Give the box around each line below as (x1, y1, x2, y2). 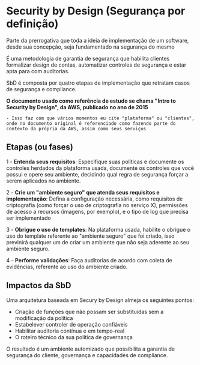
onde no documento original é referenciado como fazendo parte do (6, 120, 176, 127)
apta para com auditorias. (6, 67, 70, 74)
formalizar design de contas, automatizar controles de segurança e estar (6, 61, 187, 68)
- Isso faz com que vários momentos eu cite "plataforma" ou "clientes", (6, 115, 195, 121)
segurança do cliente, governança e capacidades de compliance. (6, 351, 168, 358)
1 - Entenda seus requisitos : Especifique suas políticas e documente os (6, 158, 184, 165)
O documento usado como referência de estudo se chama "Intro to (6, 97, 176, 104)
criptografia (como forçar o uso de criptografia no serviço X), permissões (6, 201, 188, 208)
